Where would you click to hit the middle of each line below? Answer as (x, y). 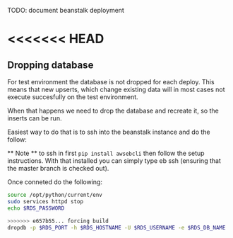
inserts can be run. (35, 118)
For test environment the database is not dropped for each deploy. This (111, 82)
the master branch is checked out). (58, 168)
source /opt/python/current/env (55, 195)
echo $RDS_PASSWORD (36, 208)
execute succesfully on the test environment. (73, 97)
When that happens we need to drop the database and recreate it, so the (113, 110)
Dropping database (50, 65)
